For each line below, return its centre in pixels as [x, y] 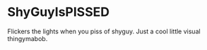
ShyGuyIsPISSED [58, 12]
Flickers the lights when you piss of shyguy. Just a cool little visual [104, 31]
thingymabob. [28, 38]
